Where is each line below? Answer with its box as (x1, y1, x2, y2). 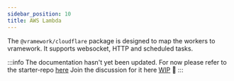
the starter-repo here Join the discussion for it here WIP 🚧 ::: (7, 65, 184, 74)
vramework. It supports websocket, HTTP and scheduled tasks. (7, 44, 194, 53)
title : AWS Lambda (7, 17, 62, 24)
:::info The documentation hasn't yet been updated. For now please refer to (7, 58, 227, 66)
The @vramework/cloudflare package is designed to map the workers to (7, 36, 216, 45)
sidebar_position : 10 (7, 10, 72, 18)
